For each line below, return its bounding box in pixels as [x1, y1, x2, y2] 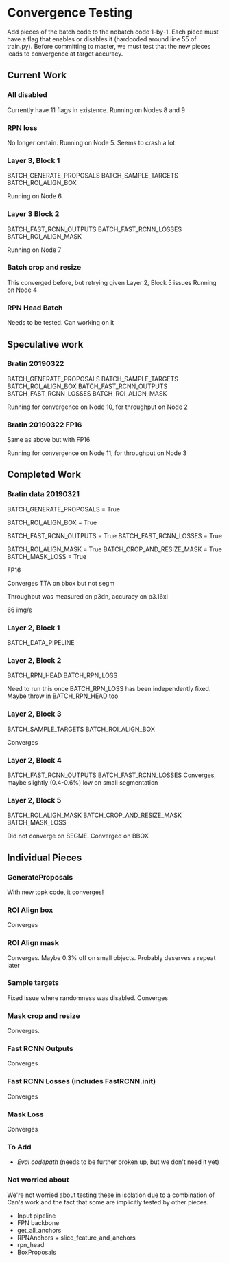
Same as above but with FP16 [7, 436, 91, 444]
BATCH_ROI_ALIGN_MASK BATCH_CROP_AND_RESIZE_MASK [7, 811, 182, 820]
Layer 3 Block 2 [7, 209, 60, 219]
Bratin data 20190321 [7, 489, 80, 499]
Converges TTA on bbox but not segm [7, 579, 115, 587]
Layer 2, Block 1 [7, 623, 60, 633]
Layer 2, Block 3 [7, 709, 62, 719]
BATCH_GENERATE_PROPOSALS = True [7, 505, 121, 513]
